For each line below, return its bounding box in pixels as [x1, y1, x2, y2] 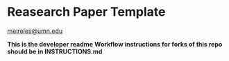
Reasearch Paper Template [7, 4, 166, 20]
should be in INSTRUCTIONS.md [7, 47, 103, 56]
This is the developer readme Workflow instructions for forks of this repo [7, 40, 223, 48]
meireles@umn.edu [7, 27, 63, 35]
